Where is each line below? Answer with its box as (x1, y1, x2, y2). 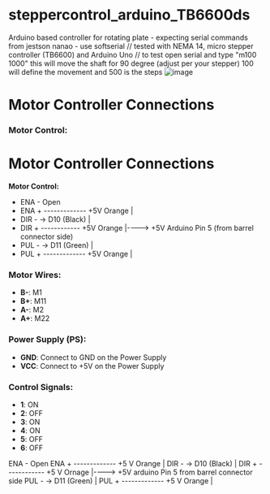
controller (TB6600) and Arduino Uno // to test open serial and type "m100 (8, 50, 257, 59)
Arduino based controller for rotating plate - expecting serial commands (8, 32, 249, 42)
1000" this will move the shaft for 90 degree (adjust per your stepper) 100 (8, 58, 254, 68)
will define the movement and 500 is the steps (8, 67, 163, 76)
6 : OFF (19, 443, 44, 453)
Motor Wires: (8, 269, 62, 280)
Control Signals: (8, 381, 74, 392)
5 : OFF (19, 434, 43, 444)
